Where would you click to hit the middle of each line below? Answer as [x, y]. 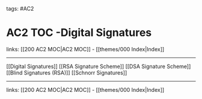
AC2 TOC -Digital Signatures [79, 33]
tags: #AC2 [20, 9]
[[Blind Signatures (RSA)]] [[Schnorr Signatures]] [67, 72]
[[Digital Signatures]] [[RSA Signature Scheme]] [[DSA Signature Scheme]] [99, 66]
